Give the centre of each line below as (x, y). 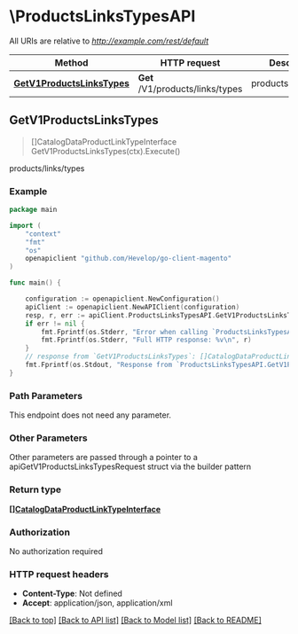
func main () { (35, 283)
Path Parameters (46, 395)
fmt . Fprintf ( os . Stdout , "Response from (99, 365)
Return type (35, 489)
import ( (25, 225)
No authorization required (56, 551)
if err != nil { (55, 324)
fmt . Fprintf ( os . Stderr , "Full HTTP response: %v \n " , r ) (146, 340)
